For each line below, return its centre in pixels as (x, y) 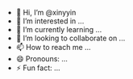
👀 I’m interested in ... (50, 21)
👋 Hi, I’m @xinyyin (46, 12)
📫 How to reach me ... (53, 47)
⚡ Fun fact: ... (38, 68)
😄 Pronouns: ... (42, 59)
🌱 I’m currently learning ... (59, 29)
